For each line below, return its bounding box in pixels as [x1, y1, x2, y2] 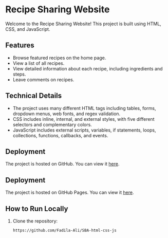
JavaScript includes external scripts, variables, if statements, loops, [12, 127, 156, 133]
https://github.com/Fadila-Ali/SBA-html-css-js [12, 228, 117, 233]
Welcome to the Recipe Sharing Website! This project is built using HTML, [5, 21, 162, 27]
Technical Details [5, 91, 62, 100]
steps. [12, 71, 26, 77]
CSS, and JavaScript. [5, 26, 50, 32]
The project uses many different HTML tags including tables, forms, [12, 105, 156, 111]
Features [5, 41, 34, 50]
